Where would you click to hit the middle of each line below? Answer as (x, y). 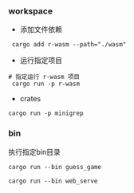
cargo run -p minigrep (46, 113)
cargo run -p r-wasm (46, 84)
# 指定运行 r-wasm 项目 (44, 77)
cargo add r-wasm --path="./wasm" (69, 45)
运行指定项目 (41, 61)
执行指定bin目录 (35, 152)
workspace (31, 11)
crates (30, 99)
